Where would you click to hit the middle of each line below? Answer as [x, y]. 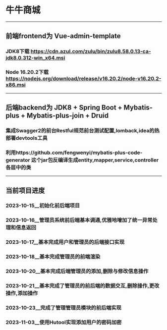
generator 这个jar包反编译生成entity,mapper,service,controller [82, 160]
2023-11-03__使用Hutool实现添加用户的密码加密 [64, 322]
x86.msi [16, 85]
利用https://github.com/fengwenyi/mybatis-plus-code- [74, 153]
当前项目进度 [25, 191]
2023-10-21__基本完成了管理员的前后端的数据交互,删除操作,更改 [83, 286]
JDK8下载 [18, 52]
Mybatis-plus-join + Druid [67, 115]
